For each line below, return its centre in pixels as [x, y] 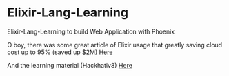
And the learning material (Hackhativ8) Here [70, 65]
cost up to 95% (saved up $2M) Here [60, 52]
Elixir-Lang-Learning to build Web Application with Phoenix [91, 31]
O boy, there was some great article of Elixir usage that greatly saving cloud [115, 45]
